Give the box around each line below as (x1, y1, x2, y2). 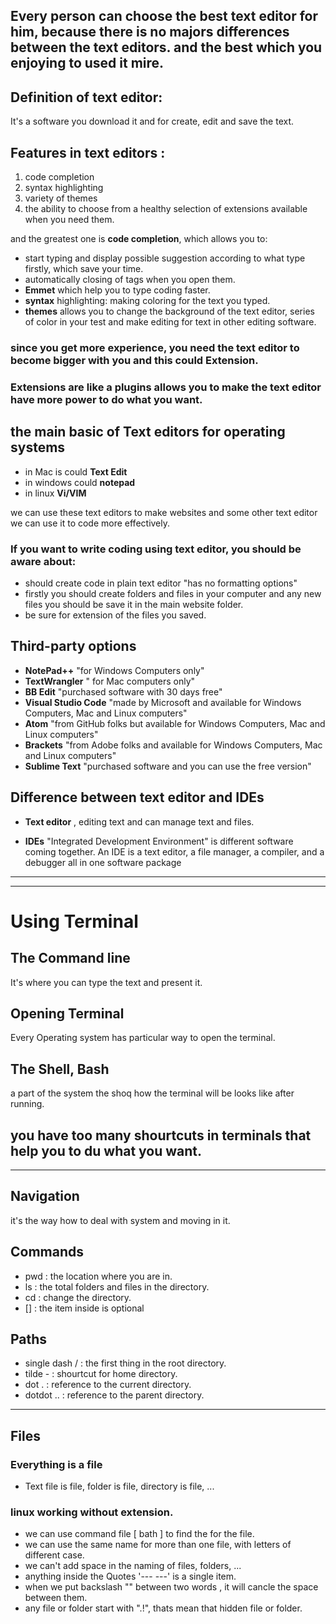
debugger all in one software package (24, 856, 182, 868)
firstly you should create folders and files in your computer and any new (24, 587, 322, 599)
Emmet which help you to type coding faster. (24, 284, 211, 296)
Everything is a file (10, 1457, 103, 1471)
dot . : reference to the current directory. (24, 1379, 192, 1391)
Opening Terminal (10, 1005, 125, 1022)
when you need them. (24, 214, 115, 226)
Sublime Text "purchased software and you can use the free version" (24, 760, 312, 772)
